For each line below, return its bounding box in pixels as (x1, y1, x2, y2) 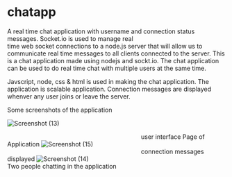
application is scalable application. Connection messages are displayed (7, 85, 212, 93)
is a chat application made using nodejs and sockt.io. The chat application (7, 56, 219, 65)
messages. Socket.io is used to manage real (7, 34, 133, 42)
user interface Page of (141, 133, 205, 141)
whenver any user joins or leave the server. (7, 92, 131, 101)
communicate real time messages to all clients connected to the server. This (7, 49, 225, 58)
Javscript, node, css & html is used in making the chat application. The (7, 77, 210, 85)
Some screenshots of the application (7, 106, 113, 114)
